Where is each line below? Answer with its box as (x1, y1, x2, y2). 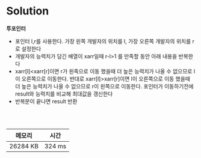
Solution (6, 4, 49, 18)
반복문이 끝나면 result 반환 (14, 97, 78, 105)
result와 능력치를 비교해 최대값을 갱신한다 (14, 90, 113, 97)
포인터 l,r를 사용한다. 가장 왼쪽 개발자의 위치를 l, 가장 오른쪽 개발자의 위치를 (14, 37, 191, 44)
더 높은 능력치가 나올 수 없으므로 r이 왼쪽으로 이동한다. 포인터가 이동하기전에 (14, 82, 194, 90)
